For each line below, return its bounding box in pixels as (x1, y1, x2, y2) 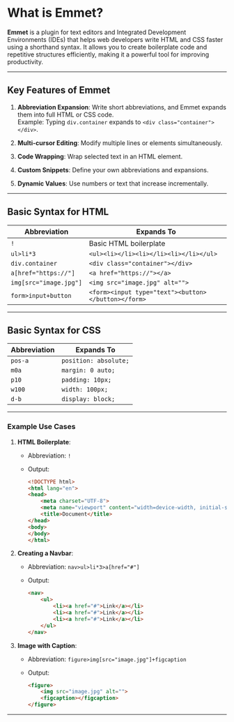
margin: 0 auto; (61, 366, 116, 375)
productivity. (7, 57, 44, 66)
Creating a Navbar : (17, 549, 74, 557)
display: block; (61, 396, 116, 403)
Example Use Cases (7, 422, 76, 432)
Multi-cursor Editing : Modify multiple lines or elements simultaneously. (17, 138, 223, 147)
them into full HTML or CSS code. (17, 110, 114, 119)
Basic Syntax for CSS (7, 324, 101, 336)
